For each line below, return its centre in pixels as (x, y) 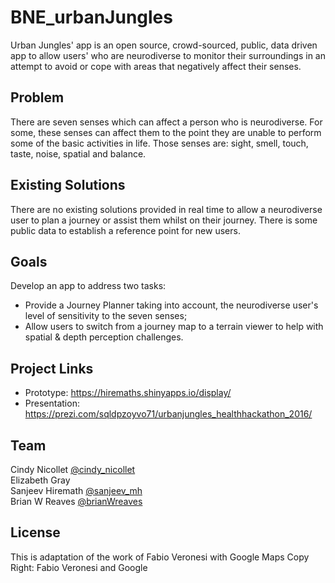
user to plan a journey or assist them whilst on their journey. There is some (164, 220)
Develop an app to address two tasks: (88, 286)
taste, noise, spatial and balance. (78, 153)
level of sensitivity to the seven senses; (106, 316)
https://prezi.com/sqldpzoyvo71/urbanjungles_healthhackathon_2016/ (168, 414)
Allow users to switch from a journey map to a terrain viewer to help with (174, 327)
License (35, 532)
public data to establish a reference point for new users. (125, 230)
